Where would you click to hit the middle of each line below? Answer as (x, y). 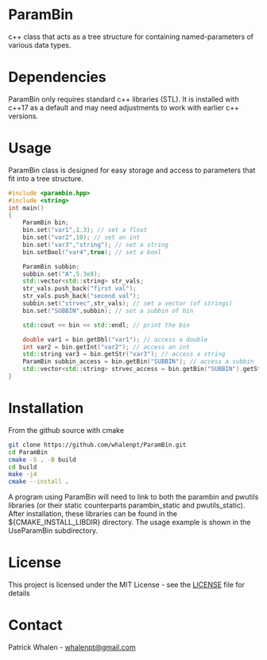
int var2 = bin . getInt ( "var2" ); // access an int (106, 347)
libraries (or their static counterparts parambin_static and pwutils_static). (127, 505)
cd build (23, 467)
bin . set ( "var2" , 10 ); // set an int (81, 237)
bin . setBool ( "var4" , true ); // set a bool (92, 252)
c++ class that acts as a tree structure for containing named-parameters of (131, 37)
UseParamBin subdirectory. (53, 531)
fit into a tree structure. (46, 178)
